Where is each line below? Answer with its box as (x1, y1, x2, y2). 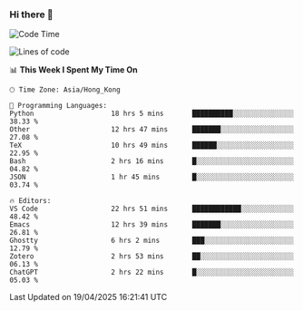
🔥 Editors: (9, 197, 52, 206)
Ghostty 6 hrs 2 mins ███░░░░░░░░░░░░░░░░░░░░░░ (9, 236, 295, 246)
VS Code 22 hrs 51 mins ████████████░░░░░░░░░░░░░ (9, 204, 295, 214)
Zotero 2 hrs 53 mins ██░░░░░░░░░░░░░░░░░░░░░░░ (9, 252, 295, 261)
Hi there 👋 (9, 8, 54, 21)
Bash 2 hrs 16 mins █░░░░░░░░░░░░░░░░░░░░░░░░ (9, 157, 295, 166)
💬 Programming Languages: (9, 102, 107, 111)
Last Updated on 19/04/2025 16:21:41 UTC (9, 292, 168, 303)
